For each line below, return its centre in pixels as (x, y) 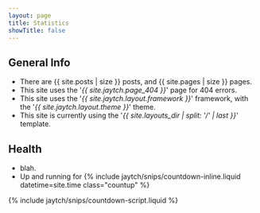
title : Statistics (39, 23)
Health (25, 149)
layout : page (30, 15)
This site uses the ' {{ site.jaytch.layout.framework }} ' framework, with (134, 99)
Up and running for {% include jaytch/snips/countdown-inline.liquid (130, 176)
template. (35, 124)
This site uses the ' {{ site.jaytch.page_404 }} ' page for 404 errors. (128, 90)
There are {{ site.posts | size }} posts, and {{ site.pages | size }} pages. (136, 82)
